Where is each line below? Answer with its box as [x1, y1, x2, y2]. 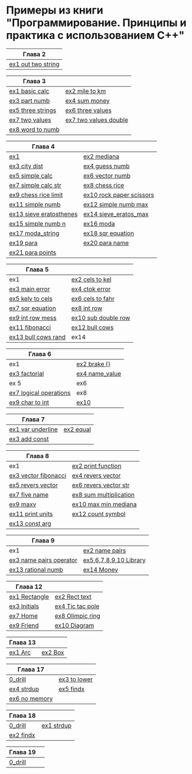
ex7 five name [9, 490, 49, 499]
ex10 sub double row [71, 314, 131, 322]
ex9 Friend [9, 621, 39, 629]
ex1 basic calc [9, 87, 50, 95]
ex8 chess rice [83, 181, 125, 189]
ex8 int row [71, 304, 102, 312]
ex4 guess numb [83, 162, 130, 170]
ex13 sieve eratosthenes [9, 210, 78, 218]
